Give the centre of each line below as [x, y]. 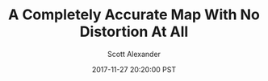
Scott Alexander [134, 54]
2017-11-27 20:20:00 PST [134, 69]
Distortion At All [134, 32]
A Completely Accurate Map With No [134, 15]
